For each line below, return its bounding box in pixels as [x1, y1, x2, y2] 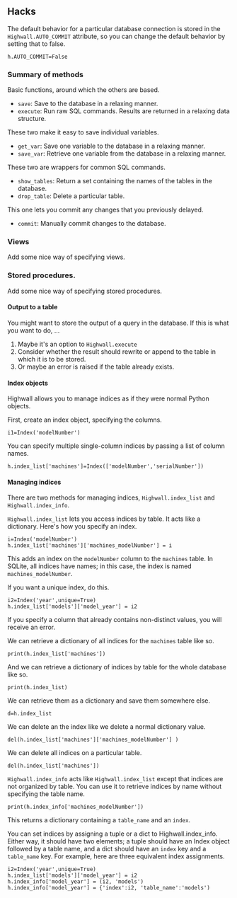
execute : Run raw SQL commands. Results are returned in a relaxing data [17, 107, 230, 115]
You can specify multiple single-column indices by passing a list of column [7, 442, 225, 450]
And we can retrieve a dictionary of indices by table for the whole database [7, 663, 226, 672]
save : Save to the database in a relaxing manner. [17, 99, 158, 108]
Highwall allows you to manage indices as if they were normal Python [7, 394, 210, 403]
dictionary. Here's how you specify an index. [7, 522, 137, 531]
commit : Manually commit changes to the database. [17, 219, 166, 228]
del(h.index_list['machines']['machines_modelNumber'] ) [7, 736, 179, 744]
